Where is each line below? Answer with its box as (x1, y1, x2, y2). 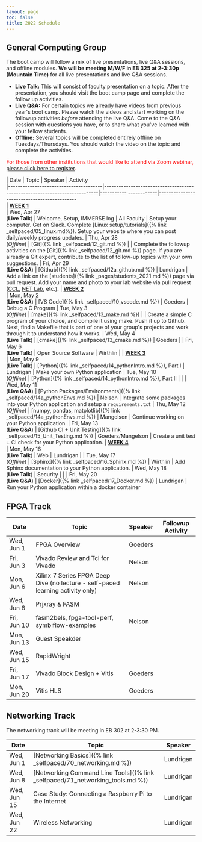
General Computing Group (6, 42, 107, 52)
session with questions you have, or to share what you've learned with (14, 121, 190, 128)
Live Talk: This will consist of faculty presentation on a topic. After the (14, 83, 189, 90)
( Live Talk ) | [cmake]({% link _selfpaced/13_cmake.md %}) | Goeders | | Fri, (6, 337, 194, 344)
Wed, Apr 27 (9, 208, 41, 216)
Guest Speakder (35, 635, 82, 643)
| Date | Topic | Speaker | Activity (6, 176, 88, 184)
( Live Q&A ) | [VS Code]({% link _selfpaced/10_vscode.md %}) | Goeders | (6, 298, 189, 305)
